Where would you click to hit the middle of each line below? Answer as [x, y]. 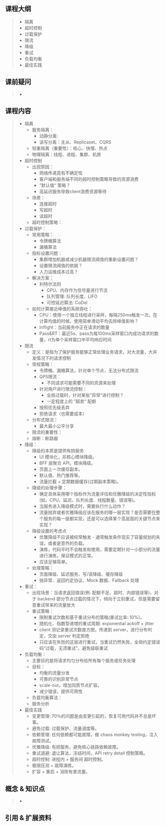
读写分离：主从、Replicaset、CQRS [75, 142]
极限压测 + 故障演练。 [54, 766]
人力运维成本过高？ [59, 272]
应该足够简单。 [54, 562]
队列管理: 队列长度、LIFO [72, 296]
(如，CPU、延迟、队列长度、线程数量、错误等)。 [88, 500]
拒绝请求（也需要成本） [63, 414]
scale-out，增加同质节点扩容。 [70, 685]
